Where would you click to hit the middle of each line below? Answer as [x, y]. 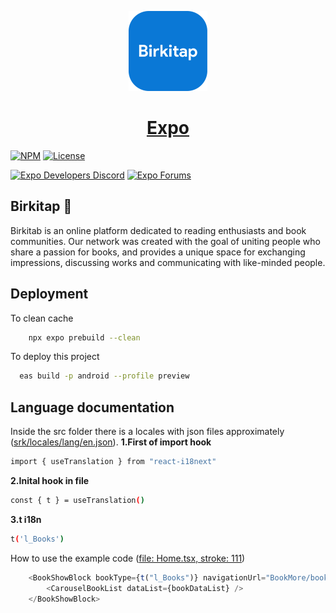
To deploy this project [55, 357]
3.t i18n [26, 519]
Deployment [49, 294]
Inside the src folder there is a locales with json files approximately [147, 432]
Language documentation [92, 407]
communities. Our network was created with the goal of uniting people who [165, 241]
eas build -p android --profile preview [104, 376]
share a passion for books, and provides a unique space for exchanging [158, 252]
